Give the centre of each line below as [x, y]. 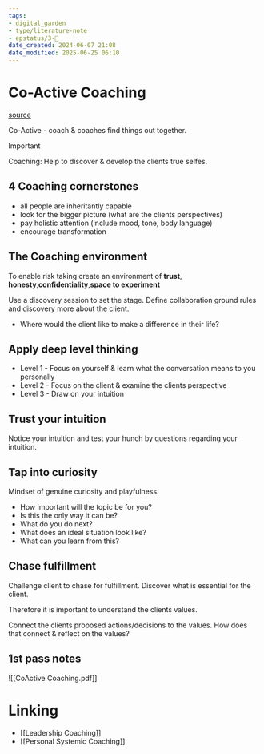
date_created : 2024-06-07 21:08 [62, 46]
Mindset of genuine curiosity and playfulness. [84, 491]
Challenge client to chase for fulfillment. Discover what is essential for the [130, 585]
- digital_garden [37, 23]
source [20, 115]
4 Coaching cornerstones [73, 186]
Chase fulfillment [52, 566]
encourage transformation [63, 231]
